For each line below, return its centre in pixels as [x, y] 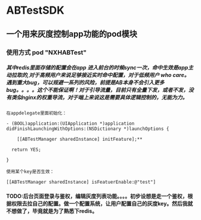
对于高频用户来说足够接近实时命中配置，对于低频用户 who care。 [109, 75]
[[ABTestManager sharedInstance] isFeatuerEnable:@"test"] [81, 182]
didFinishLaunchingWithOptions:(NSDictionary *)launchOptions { [88, 129]
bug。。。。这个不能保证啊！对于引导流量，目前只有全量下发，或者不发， [98, 90]
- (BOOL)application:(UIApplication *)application [70, 124]
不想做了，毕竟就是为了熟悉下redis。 [52, 211]
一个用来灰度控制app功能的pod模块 [72, 34]
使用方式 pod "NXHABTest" [47, 52]
